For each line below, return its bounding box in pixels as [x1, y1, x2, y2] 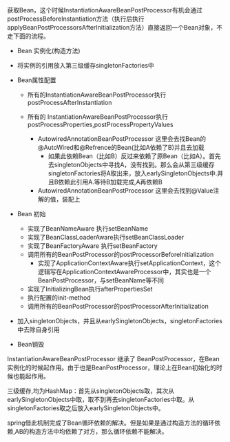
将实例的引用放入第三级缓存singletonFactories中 [17, 61, 155, 69]
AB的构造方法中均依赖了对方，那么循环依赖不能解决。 [14, 427, 168, 435]
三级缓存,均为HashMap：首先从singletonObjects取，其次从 [7, 387, 175, 395]
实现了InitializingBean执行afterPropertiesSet [27, 285, 153, 293]
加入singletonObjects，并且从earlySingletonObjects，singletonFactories [17, 317, 222, 325]
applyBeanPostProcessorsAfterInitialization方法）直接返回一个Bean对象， [7, 23, 217, 31]
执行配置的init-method [27, 294, 91, 302]
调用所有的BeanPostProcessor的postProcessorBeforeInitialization [27, 251, 214, 258]
